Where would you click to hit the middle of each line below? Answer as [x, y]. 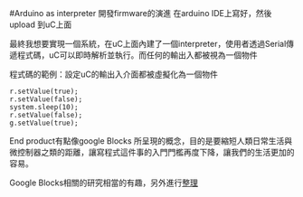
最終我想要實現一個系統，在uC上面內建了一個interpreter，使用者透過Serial [148, 44]
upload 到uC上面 [41, 24]
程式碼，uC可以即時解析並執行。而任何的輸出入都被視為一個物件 [137, 55]
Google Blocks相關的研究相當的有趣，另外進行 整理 [104, 183]
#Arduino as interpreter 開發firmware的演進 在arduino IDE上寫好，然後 [141, 13]
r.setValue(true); [44, 91]
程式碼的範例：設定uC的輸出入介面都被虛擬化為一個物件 [114, 74]
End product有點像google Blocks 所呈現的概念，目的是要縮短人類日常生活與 [151, 141]
